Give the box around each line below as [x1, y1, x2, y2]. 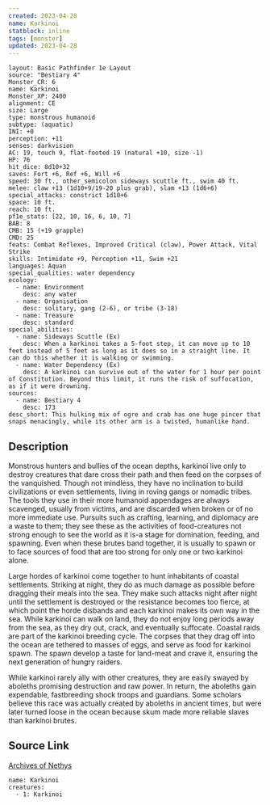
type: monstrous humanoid [8, 114, 95, 122]
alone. [8, 555, 30, 565]
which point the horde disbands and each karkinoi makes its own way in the [8, 605, 260, 615]
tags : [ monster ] [8, 34, 63, 43]
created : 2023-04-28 [8, 11, 78, 20]
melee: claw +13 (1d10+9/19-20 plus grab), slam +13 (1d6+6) [8, 184, 218, 192]
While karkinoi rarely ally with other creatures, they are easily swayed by [8, 672, 249, 682]
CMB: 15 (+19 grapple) [8, 227, 85, 235]
